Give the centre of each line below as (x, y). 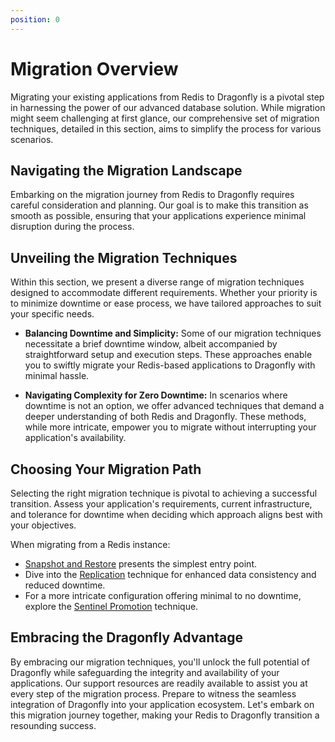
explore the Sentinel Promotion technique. (111, 606)
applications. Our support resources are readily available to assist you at (159, 683)
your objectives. (43, 525)
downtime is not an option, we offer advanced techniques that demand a (174, 406)
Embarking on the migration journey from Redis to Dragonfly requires (152, 195)
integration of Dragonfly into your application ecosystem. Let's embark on (162, 704)
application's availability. (75, 438)
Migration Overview (94, 68)
